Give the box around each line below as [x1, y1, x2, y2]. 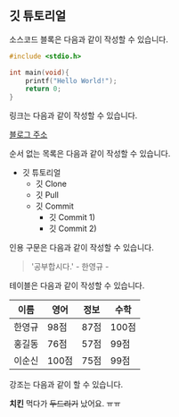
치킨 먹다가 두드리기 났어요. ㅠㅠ [9, 398, 122, 409]
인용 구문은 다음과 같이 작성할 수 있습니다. [9, 243, 154, 253]
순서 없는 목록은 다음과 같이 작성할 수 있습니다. [9, 149, 171, 159]
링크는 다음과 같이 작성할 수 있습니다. [9, 110, 138, 121]
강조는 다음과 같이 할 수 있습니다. [9, 379, 124, 390]
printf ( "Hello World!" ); [25, 76, 118, 85]
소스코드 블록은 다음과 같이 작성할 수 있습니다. [9, 34, 169, 45]
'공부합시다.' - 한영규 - [30, 261, 110, 272]
